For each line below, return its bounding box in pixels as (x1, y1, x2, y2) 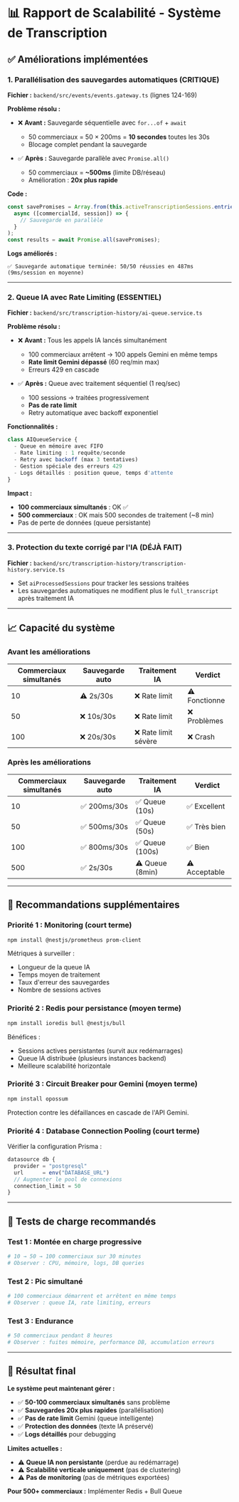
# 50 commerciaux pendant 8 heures (7, 1332, 113, 1340)
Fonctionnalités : (7, 422, 58, 431)
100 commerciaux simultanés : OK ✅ (17, 503, 129, 511)
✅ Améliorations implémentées (7, 53, 149, 65)
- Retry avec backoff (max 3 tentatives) (14, 456, 139, 463)
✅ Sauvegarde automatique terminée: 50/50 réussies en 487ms (7, 263, 194, 271)
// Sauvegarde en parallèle (20, 216, 103, 224)
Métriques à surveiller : (7, 949, 75, 957)
